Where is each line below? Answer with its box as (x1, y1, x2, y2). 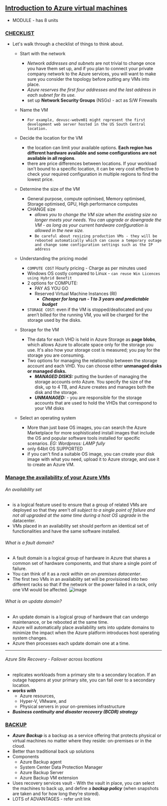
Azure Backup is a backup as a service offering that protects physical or (12, 732, 162, 739)
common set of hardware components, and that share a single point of (12, 560, 157, 566)
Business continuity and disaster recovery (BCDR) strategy (12, 708, 138, 714)
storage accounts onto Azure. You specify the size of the (34, 379, 152, 385)
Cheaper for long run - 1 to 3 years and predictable (42, 296, 149, 302)
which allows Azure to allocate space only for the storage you (27, 342, 154, 348)
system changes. (12, 635, 48, 641)
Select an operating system (19, 415, 76, 421)
